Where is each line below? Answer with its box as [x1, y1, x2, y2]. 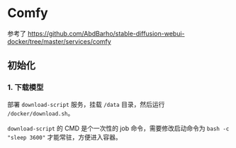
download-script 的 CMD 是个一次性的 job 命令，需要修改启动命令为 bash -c [7, 124, 230, 132]
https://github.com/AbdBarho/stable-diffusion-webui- [27, 29, 186, 38]
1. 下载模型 [7, 83, 44, 93]
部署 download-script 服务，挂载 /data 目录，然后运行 [7, 100, 165, 108]
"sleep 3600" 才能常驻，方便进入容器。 [7, 132, 122, 141]
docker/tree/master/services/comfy [7, 37, 111, 45]
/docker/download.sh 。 [7, 108, 74, 118]
